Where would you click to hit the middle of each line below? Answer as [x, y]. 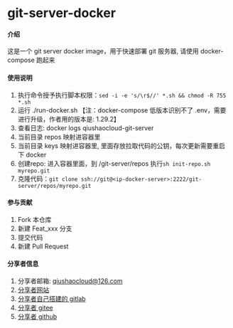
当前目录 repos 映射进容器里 [59, 137]
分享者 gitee [35, 308]
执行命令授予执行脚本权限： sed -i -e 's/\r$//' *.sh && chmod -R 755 [122, 95]
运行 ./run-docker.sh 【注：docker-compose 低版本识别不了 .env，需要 [122, 110]
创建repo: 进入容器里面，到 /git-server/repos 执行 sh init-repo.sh [114, 163]
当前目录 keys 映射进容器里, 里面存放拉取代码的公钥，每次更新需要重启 [121, 146]
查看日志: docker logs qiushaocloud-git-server [86, 128]
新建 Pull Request [43, 246]
